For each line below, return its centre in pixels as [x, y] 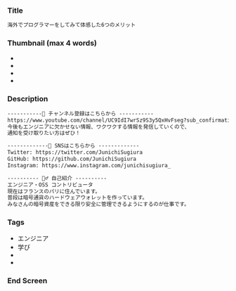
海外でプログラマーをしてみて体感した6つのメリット [72, 25]
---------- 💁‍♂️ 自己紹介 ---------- [57, 178]
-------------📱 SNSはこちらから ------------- [73, 146]
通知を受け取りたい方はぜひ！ [44, 133]
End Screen [27, 281]
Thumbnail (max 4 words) [52, 43]
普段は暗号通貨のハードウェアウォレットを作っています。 [78, 198]
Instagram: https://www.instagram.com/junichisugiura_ [89, 165]
